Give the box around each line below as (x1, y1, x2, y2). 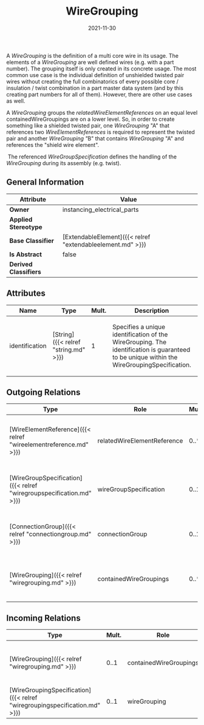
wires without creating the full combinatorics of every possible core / (6, 78, 179, 85)
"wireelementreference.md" (9, 440, 89, 449)
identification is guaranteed (112, 345, 191, 353)
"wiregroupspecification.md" (9, 489, 92, 497)
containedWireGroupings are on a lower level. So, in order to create (6, 115, 175, 123)
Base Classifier (9, 236, 55, 245)
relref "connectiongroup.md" (9, 530, 92, 539)
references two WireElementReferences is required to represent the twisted (6, 128, 195, 135)
